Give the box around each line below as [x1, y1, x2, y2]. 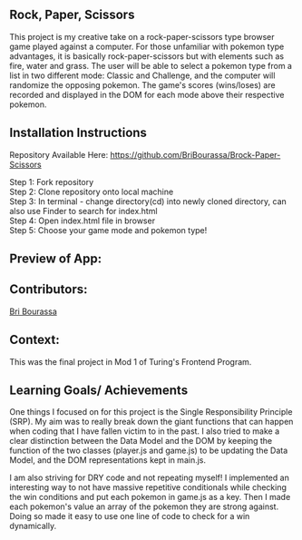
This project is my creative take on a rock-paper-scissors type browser [9, 31, 275, 42]
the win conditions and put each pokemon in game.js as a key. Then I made [9, 492, 291, 503]
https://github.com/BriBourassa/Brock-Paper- [110, 149, 281, 160]
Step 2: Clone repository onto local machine [9, 186, 174, 197]
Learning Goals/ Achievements [9, 383, 189, 398]
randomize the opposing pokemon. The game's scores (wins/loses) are [9, 79, 276, 90]
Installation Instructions [9, 125, 148, 141]
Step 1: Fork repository [9, 176, 94, 187]
